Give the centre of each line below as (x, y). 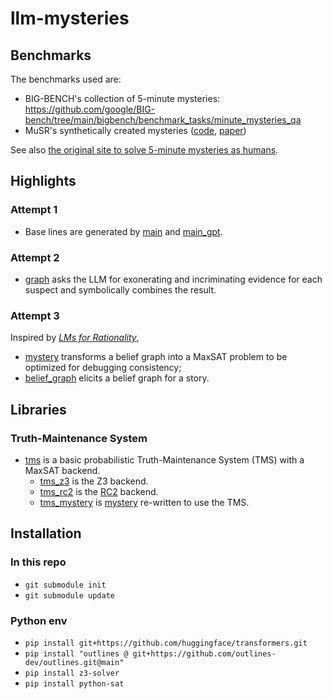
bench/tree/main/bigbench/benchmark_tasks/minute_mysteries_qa (163, 120)
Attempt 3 (35, 315)
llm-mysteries (70, 18)
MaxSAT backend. (62, 470)
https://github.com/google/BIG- (90, 109)
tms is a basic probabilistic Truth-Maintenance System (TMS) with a (164, 459)
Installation (46, 533)
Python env (39, 620)
